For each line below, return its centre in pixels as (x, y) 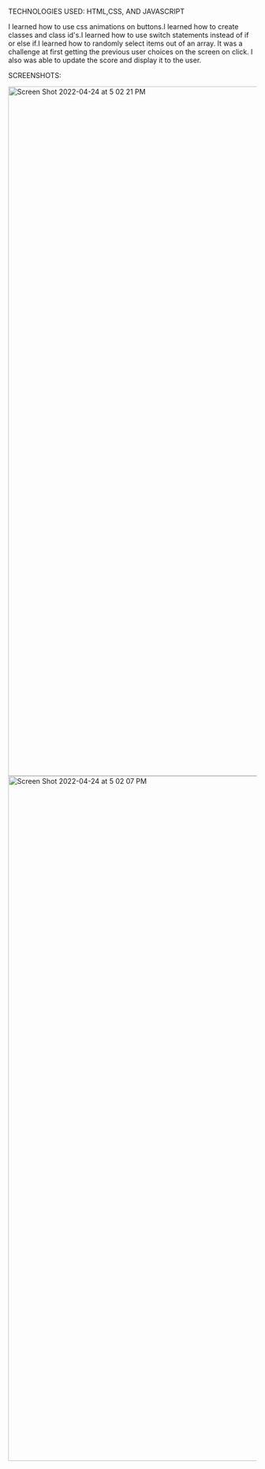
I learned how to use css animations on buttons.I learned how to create (123, 26)
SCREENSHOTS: (35, 75)
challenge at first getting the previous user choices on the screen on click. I (131, 52)
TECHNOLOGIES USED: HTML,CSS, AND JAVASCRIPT (97, 11)
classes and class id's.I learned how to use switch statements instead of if (129, 35)
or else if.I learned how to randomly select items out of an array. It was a (125, 43)
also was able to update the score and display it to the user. (105, 60)
